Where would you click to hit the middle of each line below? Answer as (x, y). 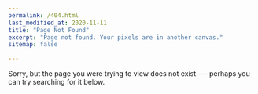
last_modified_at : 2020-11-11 (58, 23)
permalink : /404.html (44, 15)
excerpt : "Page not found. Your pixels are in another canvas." (116, 37)
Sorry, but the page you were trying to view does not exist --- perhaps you (129, 74)
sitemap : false (33, 45)
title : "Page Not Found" (49, 30)
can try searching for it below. (57, 82)
